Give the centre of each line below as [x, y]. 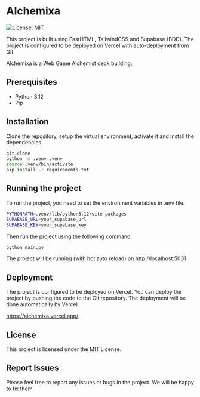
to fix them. [20, 389]
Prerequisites [32, 82]
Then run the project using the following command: [69, 236]
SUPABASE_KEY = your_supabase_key [46, 225]
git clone [19, 153]
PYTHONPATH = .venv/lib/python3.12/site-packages [67, 214]
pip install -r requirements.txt [48, 170]
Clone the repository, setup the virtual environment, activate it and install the [100, 136]
